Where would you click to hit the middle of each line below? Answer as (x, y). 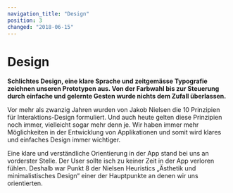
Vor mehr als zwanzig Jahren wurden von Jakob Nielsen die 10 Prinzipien (114, 110)
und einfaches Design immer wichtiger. (64, 140)
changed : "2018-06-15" (40, 27)
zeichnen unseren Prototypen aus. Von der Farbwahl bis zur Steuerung (113, 89)
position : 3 (25, 20)
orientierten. (25, 183)
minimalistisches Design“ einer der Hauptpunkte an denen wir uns (103, 176)
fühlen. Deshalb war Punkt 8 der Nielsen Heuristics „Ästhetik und (102, 168)
